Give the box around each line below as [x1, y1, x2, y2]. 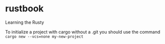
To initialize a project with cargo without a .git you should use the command [5, 29, 161, 35]
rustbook [5, 3, 44, 14]
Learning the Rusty [5, 19, 44, 25]
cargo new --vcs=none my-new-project [5, 34, 84, 39]
